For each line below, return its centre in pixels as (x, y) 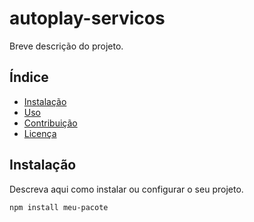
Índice (29, 77)
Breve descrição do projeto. (66, 46)
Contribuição (50, 123)
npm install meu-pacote (59, 207)
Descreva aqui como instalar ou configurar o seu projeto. (126, 189)
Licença (40, 133)
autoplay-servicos (87, 18)
